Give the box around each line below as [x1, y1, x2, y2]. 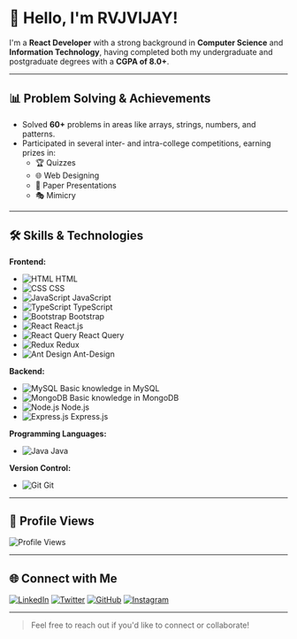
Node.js [61, 402, 90, 412]
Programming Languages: [9, 428, 107, 439]
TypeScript [72, 301, 113, 312]
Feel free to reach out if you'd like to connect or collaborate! [30, 620, 250, 631]
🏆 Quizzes [34, 157, 77, 167]
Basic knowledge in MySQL [59, 382, 160, 393]
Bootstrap [68, 311, 104, 321]
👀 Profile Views [9, 513, 95, 528]
